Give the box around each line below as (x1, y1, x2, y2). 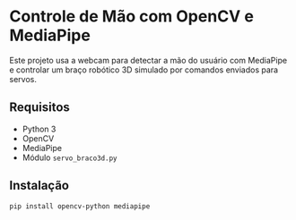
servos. (9, 73, 38, 84)
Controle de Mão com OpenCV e (9, 6, 254, 27)
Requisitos (9, 100, 70, 115)
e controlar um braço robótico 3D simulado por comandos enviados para (9, 64, 279, 75)
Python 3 (22, 123, 57, 134)
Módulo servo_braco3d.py (22, 152, 118, 163)
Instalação (9, 178, 70, 193)
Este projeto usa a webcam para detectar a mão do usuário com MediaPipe (9, 55, 288, 65)
